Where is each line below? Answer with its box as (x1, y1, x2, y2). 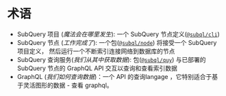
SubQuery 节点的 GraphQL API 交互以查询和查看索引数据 (16, 64, 178, 72)
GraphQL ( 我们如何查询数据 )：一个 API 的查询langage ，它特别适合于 (16, 72, 212, 80)
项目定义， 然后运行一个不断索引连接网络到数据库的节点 (16, 47, 175, 55)
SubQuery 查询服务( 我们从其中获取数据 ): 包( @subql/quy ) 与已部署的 (16, 55, 207, 63)
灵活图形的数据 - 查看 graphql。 (23, 81, 113, 89)
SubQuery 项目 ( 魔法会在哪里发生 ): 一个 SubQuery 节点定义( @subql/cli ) (16, 30, 221, 38)
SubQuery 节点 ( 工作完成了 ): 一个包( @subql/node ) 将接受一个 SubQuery (16, 38, 217, 46)
